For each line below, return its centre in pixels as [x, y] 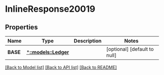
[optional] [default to [130, 49]
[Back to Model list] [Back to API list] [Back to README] [61, 67]
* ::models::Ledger [48, 52]
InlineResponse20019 [50, 9]
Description [88, 41]
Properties [21, 27]
